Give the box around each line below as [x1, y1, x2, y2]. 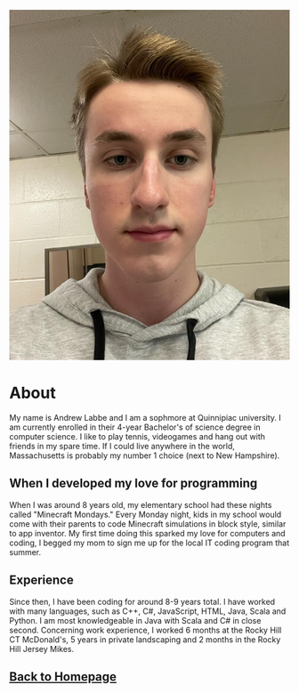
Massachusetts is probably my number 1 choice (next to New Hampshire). [9, 450, 280, 461]
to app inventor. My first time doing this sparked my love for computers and [9, 528, 287, 538]
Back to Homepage [9, 669, 117, 685]
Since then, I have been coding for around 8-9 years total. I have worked [9, 596, 276, 607]
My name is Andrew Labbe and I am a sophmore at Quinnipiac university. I [9, 413, 282, 423]
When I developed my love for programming [9, 476, 258, 491]
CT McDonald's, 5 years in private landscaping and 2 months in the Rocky [9, 633, 281, 645]
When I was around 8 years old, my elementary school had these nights [9, 499, 272, 510]
